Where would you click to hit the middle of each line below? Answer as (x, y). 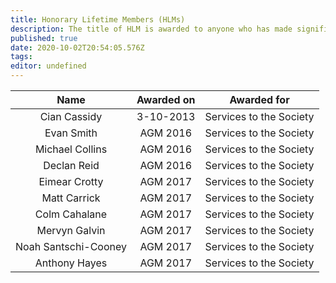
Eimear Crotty (71, 181)
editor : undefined (48, 66)
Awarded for (259, 99)
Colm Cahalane (71, 214)
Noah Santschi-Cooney (71, 246)
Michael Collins (71, 149)
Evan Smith (71, 133)
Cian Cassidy (71, 116)
